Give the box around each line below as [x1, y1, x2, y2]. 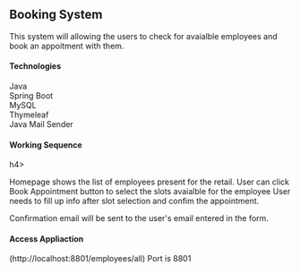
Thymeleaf [9, 109, 49, 120]
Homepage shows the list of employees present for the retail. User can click [9, 176, 289, 187]
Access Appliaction [9, 233, 84, 244]
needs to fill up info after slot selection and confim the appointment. [9, 196, 260, 207]
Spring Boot [9, 90, 54, 101]
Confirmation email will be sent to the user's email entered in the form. [9, 213, 269, 224]
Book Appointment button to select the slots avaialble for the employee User [9, 186, 291, 197]
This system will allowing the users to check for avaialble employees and [9, 30, 278, 41]
